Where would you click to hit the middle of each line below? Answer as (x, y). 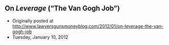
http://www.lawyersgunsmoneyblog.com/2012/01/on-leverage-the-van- (88, 26)
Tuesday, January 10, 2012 (40, 37)
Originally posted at (33, 20)
